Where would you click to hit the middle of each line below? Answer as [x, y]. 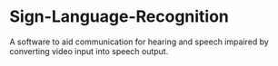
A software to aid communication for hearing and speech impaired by [139, 42]
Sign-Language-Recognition [119, 17]
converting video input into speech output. [89, 51]
